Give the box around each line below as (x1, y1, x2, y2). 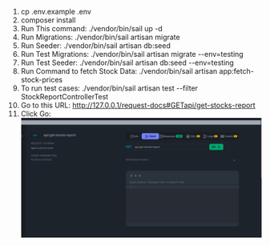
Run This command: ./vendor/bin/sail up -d (20, 24, 163, 33)
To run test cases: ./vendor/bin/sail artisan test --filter (20, 83, 199, 93)
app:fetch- (219, 67, 255, 75)
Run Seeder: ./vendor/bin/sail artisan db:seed (20, 41, 171, 50)
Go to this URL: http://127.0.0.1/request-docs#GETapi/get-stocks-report (20, 100, 256, 110)
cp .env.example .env (20, 7, 91, 16)
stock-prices (20, 75, 63, 84)
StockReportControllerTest (20, 92, 109, 101)
